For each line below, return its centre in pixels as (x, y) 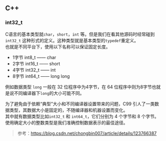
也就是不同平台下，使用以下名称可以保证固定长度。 (58, 47)
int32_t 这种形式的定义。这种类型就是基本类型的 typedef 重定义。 (72, 40)
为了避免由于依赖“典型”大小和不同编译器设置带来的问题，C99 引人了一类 (80, 104)
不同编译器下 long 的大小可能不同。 (49, 93)
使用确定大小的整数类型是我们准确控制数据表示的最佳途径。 (66, 122)
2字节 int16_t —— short (36, 63)
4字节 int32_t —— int (34, 70)
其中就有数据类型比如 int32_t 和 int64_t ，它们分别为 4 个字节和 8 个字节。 (82, 116)
